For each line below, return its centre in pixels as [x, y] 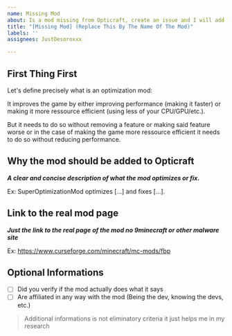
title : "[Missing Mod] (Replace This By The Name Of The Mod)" [100, 26]
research [37, 326]
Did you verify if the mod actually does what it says [90, 289]
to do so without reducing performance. [64, 139]
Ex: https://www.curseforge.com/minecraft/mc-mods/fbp [89, 251]
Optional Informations [55, 272]
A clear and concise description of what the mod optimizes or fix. [104, 178]
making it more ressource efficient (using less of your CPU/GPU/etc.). [106, 111]
